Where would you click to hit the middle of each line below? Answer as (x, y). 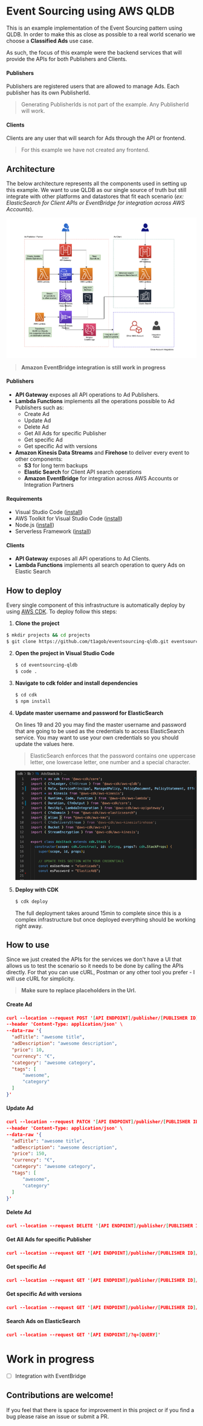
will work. (33, 111)
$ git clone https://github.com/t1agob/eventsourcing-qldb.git (88, 642)
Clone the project (37, 623)
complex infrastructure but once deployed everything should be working (105, 919)
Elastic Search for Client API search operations (83, 472)
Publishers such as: (39, 408)
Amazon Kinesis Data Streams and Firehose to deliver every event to (102, 453)
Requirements (24, 498)
